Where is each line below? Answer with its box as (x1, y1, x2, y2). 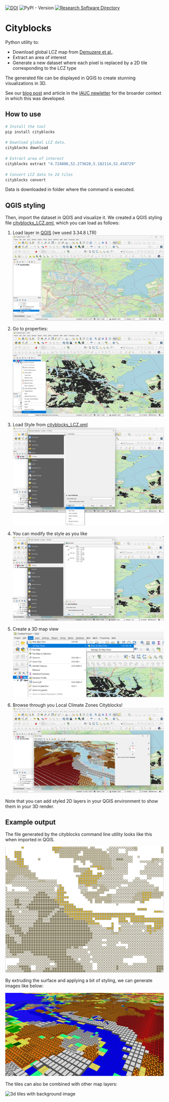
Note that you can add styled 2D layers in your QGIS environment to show (5, 798, 158, 804)
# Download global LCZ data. (5, 140, 66, 145)
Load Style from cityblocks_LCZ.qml (12, 422, 88, 428)
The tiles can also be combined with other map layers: (5, 1081, 118, 1087)
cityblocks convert (5, 177, 46, 182)
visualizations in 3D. (5, 80, 47, 86)
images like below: (5, 983, 44, 989)
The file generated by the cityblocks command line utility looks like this (5, 831, 152, 837)
